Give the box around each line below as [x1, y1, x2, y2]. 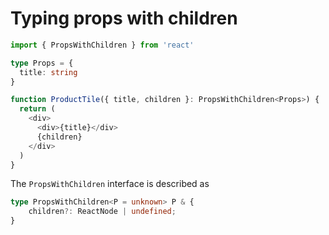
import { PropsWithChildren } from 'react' [10, 40, 195, 50]
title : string [19, 67, 78, 77]
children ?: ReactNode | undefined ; [28, 207, 177, 217]
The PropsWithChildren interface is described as [10, 178, 210, 190]
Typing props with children [10, 7, 238, 30]
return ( [19, 104, 56, 114]
